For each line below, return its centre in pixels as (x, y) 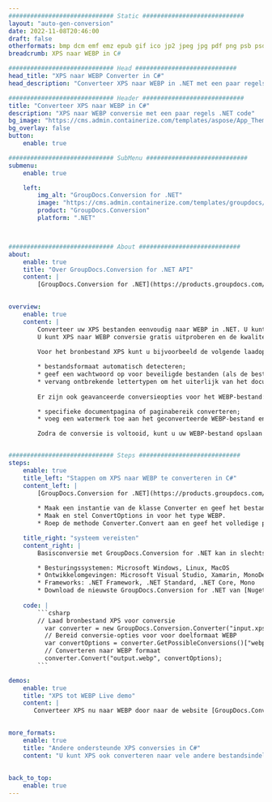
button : (21, 136)
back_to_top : (30, 778)
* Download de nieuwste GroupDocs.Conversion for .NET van (139, 591)
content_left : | (51, 485)
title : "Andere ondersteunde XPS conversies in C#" (112, 748)
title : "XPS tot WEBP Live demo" (79, 696)
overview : (25, 307)
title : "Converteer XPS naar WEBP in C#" (79, 106)
